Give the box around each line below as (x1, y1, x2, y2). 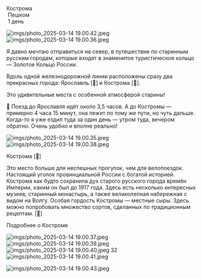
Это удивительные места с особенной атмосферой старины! (6, 91, 166, 98)
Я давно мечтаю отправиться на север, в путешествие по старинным (6, 48, 189, 55)
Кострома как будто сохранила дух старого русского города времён (6, 177, 187, 185)
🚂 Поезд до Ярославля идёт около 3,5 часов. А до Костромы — (6, 103, 172, 110)
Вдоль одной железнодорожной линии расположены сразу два (6, 73, 173, 80)
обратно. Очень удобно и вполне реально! (6, 122, 118, 130)
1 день (7, 18, 24, 25)
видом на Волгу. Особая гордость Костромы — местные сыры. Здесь (6, 197, 189, 204)
